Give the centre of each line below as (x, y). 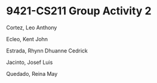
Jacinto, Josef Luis (30, 62)
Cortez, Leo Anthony (32, 27)
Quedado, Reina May (32, 73)
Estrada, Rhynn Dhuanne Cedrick (47, 50)
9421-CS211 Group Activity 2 (79, 11)
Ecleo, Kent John (27, 39)
